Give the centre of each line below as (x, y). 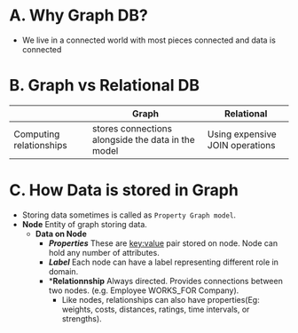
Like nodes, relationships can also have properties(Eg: (161, 299)
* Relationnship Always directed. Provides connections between (166, 281)
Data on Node (61, 234)
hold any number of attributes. (104, 252)
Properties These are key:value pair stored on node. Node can (163, 243)
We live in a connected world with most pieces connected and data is (149, 40)
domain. (63, 271)
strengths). (82, 318)
